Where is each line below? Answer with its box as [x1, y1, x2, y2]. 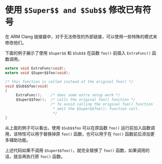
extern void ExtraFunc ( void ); [5, 66, 66, 71]
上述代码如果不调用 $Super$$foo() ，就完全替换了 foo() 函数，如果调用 [5, 147, 146, 153]
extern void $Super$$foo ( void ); [5, 70, 70, 75]
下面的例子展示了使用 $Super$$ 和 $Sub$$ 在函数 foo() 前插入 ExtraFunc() [5, 50, 151, 56]
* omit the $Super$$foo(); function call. [52, 106, 140, 111]
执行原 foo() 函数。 [26, 153, 65, 159]
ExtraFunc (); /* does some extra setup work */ [16, 93, 120, 98]
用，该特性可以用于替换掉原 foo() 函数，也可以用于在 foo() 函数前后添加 [5, 131, 151, 137]
